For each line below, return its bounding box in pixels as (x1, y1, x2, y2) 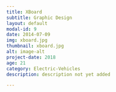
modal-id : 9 (6, 26, 37, 32)
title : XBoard (6, 9, 43, 15)
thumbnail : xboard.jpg (6, 43, 64, 49)
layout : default (6, 20, 48, 26)
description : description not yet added (6, 71, 111, 77)
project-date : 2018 (6, 54, 56, 60)
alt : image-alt (6, 49, 45, 55)
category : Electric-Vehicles (6, 65, 81, 72)
